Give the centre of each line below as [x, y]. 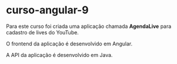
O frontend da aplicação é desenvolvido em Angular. [69, 44]
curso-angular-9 [47, 10]
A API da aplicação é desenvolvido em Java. [59, 55]
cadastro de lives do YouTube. [42, 32]
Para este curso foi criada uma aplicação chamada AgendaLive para [89, 26]
